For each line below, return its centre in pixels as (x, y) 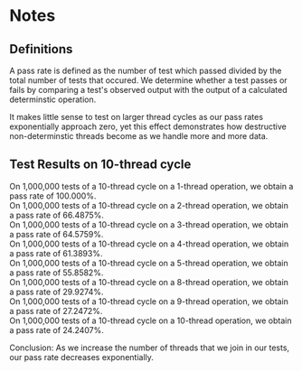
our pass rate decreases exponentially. (81, 357)
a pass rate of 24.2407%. (57, 329)
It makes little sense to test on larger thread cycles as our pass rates (137, 117)
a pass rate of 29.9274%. (57, 292)
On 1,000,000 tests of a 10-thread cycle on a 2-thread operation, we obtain (149, 205)
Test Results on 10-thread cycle (100, 165)
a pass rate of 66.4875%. (57, 215)
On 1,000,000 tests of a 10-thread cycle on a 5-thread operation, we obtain (149, 263)
